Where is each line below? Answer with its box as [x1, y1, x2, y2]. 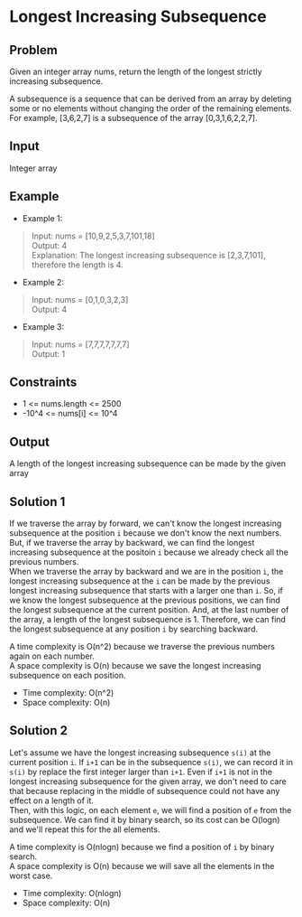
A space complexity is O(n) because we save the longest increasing [9, 660, 261, 671]
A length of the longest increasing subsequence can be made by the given [9, 458, 287, 469]
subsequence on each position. [9, 670, 126, 681]
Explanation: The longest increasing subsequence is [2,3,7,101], [31, 249, 266, 260]
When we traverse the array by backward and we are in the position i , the [9, 566, 284, 577]
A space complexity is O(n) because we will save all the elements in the [9, 860, 275, 871]
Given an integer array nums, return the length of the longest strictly [9, 66, 263, 77]
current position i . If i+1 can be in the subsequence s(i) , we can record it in [9, 756, 293, 767]
